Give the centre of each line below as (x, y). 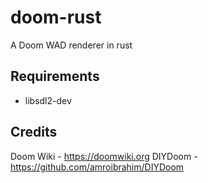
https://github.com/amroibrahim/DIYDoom (97, 167)
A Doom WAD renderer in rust (71, 45)
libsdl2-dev (48, 100)
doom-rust (56, 17)
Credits (34, 132)
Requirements (55, 76)
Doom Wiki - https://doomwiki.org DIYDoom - (104, 156)
